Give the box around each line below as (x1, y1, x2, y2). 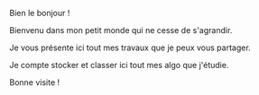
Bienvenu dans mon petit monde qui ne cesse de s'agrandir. (9, 25, 233, 35)
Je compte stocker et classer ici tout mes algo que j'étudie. (9, 60, 229, 70)
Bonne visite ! (9, 77, 60, 88)
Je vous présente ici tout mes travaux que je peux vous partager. (9, 42, 251, 53)
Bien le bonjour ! (9, 8, 70, 18)
